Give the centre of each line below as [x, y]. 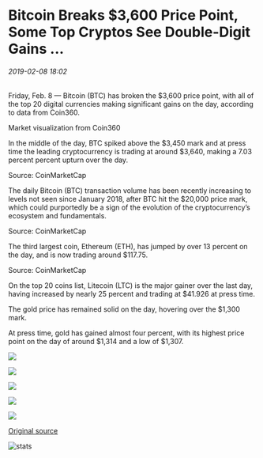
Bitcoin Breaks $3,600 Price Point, [123, 15]
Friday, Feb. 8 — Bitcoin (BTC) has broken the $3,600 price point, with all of [131, 96]
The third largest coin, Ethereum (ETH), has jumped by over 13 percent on [128, 247]
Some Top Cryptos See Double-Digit [130, 32]
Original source [33, 431]
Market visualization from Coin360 [64, 128]
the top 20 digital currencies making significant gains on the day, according [131, 104]
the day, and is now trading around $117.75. [78, 255]
